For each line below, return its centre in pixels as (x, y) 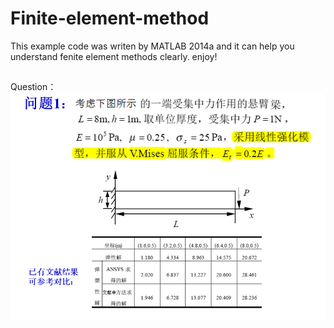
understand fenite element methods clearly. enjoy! (114, 56)
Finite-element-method (110, 18)
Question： (33, 87)
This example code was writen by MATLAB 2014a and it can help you (152, 46)
